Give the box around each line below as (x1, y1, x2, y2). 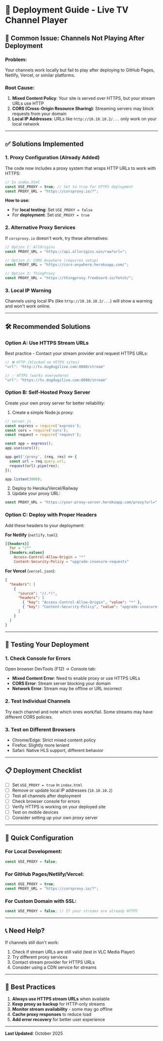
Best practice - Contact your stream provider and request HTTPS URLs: (5, 351, 148, 356)
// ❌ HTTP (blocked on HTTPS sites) (5, 360, 80, 365)
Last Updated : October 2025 (5, 1030, 63, 1036)
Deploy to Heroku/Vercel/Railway (12, 485, 79, 491)
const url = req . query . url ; (9, 459, 66, 464)
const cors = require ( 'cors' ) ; (5, 428, 68, 433)
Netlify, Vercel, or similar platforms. (5, 72, 76, 78)
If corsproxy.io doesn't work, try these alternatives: (5, 235, 109, 241)
